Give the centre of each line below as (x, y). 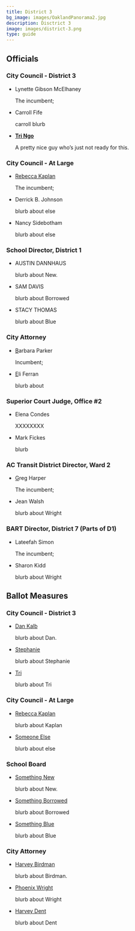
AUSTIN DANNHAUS (40, 264)
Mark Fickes (30, 437)
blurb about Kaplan (39, 725)
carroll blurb (30, 124)
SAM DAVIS (29, 286)
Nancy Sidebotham (39, 223)
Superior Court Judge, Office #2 (54, 401)
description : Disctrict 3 (38, 23)
